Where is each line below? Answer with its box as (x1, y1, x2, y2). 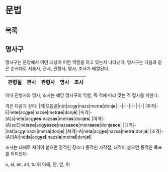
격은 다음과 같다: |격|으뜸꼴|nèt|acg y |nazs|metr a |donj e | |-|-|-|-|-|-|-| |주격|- (5, 103, 159, 109)
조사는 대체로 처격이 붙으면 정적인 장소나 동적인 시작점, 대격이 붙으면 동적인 (5, 144, 153, 150)
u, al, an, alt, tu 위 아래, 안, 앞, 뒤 (5, 161, 70, 167)
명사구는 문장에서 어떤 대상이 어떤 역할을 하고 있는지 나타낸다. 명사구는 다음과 (5, 59, 157, 66)
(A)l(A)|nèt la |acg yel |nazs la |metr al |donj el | (5, 134, 92, 140)
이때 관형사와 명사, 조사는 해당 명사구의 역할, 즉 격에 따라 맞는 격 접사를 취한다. (5, 92, 159, 98)
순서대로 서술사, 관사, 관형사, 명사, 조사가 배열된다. (10, 66, 110, 72)
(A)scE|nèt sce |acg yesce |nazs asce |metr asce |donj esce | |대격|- (5, 122, 136, 128)
